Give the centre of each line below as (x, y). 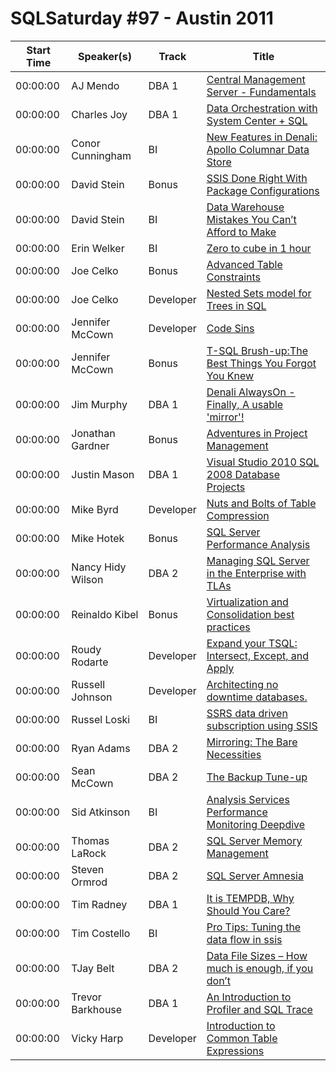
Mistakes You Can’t (251, 219)
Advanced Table (244, 264)
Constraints (234, 277)
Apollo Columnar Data (258, 149)
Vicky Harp (97, 1038)
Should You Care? (248, 910)
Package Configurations (263, 190)
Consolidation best (250, 614)
